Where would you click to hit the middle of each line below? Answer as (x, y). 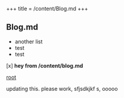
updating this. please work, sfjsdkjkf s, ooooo (62, 88)
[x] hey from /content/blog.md (45, 65)
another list (29, 42)
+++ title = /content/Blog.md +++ (47, 9)
